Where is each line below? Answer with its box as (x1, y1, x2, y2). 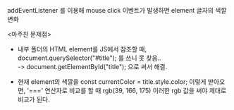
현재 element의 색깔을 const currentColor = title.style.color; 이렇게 (17, 78, 207, 86)
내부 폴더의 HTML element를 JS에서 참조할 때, (17, 45, 147, 53)
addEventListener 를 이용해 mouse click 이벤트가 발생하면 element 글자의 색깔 (7, 6, 227, 14)
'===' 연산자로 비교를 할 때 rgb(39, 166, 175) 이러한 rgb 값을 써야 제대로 (27, 87, 227, 94)
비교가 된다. (17, 95, 51, 104)
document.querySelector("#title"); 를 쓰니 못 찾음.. (17, 54, 161, 62)
